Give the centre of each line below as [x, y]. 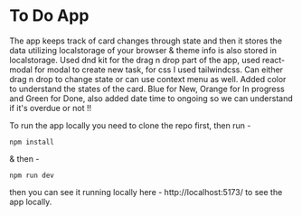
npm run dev [32, 175]
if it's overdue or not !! [51, 108]
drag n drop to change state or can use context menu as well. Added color [148, 79]
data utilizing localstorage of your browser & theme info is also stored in [143, 50]
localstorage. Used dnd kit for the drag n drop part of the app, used [135, 60]
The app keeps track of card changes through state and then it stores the [146, 41]
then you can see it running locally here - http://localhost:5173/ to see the [146, 192]
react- [274, 60]
